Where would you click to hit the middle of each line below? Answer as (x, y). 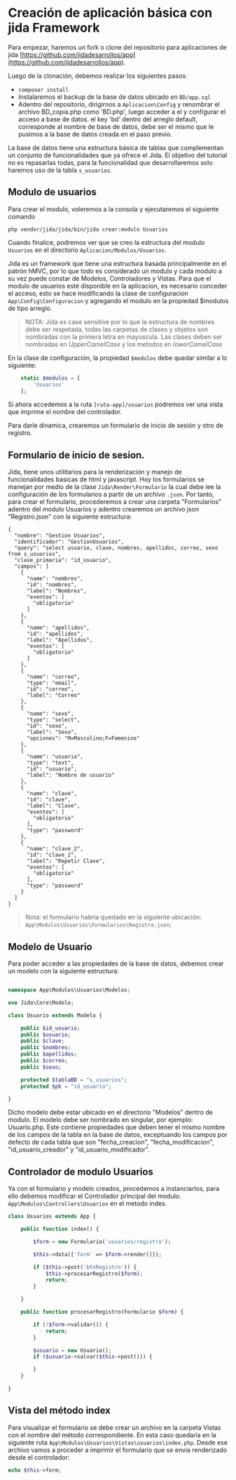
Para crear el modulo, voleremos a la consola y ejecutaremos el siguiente (113, 209)
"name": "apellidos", (58, 628)
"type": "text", (50, 763)
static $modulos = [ (50, 378)
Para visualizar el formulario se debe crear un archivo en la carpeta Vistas (114, 1427)
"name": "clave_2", (55, 849)
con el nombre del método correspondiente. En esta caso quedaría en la (112, 1435)
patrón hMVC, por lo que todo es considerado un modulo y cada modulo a (115, 271)
